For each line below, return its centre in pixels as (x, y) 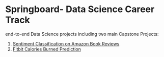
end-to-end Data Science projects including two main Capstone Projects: (82, 34)
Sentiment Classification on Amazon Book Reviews (66, 43)
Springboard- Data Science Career (80, 9)
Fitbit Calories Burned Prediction (47, 49)
